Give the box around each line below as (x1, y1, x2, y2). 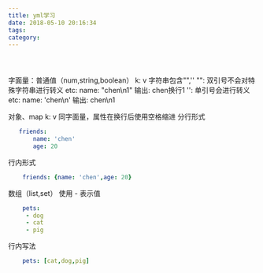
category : (8, 33, 41, 42)
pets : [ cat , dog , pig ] (22, 257, 90, 265)
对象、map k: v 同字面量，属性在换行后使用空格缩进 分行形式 (8, 112, 206, 122)
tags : (8, 26, 26, 34)
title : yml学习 (8, 11, 56, 20)
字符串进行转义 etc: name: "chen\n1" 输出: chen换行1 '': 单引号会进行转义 (14, 86, 250, 95)
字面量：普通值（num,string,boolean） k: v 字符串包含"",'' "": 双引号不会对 (8, 76, 249, 85)
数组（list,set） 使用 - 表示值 (8, 188, 101, 197)
